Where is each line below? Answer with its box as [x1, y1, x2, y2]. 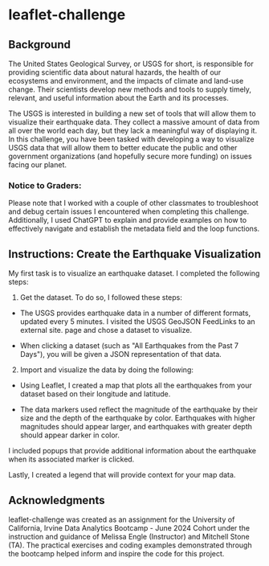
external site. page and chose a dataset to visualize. [19, 326, 193, 335]
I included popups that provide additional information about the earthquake [8, 446, 257, 456]
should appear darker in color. [19, 430, 120, 440]
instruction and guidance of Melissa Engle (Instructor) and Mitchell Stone [8, 531, 251, 541]
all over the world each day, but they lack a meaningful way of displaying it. [8, 126, 258, 135]
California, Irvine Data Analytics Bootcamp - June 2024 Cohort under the [8, 523, 251, 532]
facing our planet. [8, 160, 67, 170]
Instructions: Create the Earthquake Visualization [8, 247, 261, 260]
